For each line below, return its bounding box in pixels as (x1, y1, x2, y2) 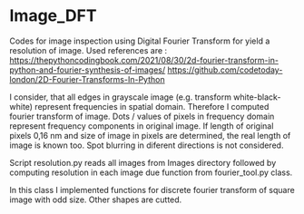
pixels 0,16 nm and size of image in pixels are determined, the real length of (9, 130, 291, 141)
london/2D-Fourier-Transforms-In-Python (9, 73, 165, 84)
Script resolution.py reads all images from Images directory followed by (9, 157, 277, 168)
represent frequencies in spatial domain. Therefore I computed (34, 101, 270, 112)
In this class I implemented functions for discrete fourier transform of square (9, 184, 295, 195)
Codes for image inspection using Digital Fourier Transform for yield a (9, 35, 270, 46)
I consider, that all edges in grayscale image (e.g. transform (9, 92, 231, 102)
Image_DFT (9, 5, 97, 26)
